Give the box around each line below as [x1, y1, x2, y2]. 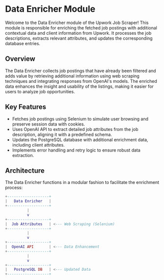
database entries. [5, 40, 41, 46]
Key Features [5, 103, 47, 111]
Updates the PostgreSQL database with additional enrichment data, [12, 136, 148, 143]
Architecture [5, 166, 45, 175]
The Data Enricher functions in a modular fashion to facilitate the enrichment [5, 179, 160, 185]
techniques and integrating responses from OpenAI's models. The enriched [5, 78, 158, 84]
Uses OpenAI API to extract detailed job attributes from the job [12, 126, 139, 132]
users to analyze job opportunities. [5, 88, 75, 94]
